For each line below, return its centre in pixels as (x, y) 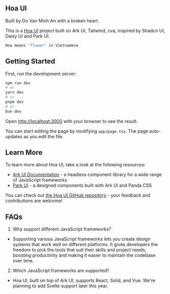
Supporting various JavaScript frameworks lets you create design (81, 239)
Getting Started (30, 62)
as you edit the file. (44, 136)
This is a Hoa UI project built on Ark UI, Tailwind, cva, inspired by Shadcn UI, (85, 31)
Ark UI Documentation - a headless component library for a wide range (87, 175)
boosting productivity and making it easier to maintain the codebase (84, 255)
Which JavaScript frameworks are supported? (61, 271)
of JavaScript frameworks (40, 180)
